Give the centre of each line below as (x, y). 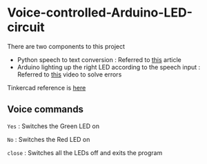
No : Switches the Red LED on (49, 139)
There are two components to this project (66, 46)
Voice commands (46, 109)
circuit (26, 27)
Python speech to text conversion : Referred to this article (99, 59)
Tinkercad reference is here (47, 88)
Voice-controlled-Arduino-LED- (100, 13)
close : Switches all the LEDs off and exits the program (85, 152)
